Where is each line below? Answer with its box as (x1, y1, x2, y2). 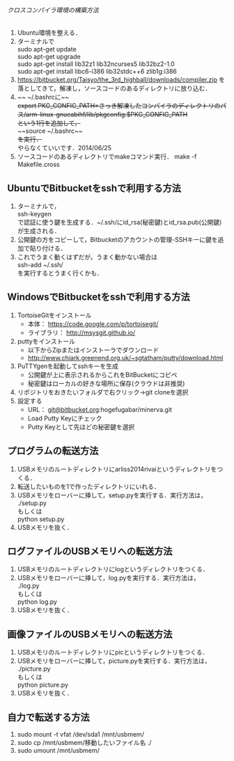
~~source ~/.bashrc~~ (17, 127, 84, 135)
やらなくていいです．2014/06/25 (17, 144, 111, 152)
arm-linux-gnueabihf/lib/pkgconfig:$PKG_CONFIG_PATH (25, 111, 188, 119)
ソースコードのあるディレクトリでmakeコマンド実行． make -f (17, 152, 197, 161)
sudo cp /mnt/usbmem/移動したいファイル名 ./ (17, 739, 152, 747)
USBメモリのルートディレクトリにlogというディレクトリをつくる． (17, 565, 209, 573)
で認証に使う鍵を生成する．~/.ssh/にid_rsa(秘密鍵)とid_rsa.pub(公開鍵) (17, 218, 222, 227)
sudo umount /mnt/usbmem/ (17, 746, 100, 755)
